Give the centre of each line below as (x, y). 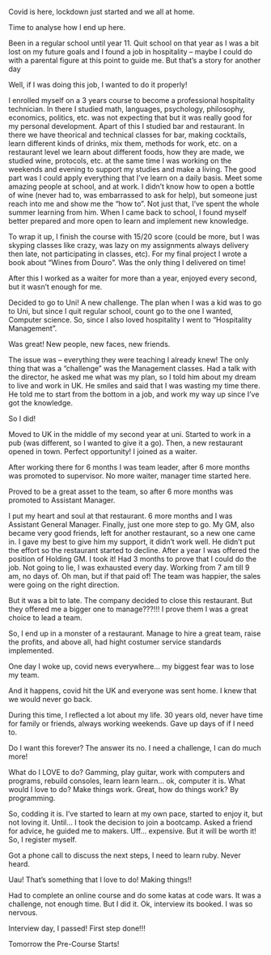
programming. (32, 798)
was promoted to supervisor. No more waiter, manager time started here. (130, 476)
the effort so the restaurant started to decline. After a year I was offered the (134, 550)
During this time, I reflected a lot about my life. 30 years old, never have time (136, 715)
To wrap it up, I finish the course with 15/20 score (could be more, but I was (134, 237)
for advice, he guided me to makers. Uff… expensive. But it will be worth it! (133, 831)
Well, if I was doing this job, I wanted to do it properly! (98, 85)
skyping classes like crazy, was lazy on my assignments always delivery (129, 245)
